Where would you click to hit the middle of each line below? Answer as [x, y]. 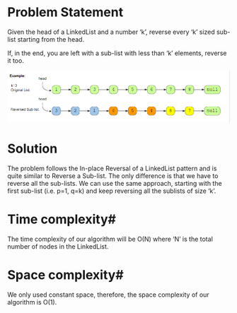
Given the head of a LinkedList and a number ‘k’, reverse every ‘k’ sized [111, 32]
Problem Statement [65, 12]
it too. [16, 60]
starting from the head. [51, 39]
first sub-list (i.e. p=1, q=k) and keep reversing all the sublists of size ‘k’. [112, 191]
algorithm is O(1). [32, 302]
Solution [33, 148]
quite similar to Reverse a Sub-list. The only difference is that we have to [113, 176]
